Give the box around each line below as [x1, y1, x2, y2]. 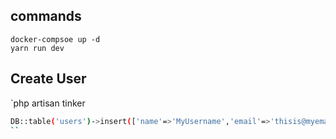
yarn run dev [10, 43, 65, 53]
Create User [10, 70, 87, 88]
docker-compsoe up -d [10, 34, 101, 44]
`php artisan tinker [10, 97, 86, 109]
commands [10, 8, 82, 25]
